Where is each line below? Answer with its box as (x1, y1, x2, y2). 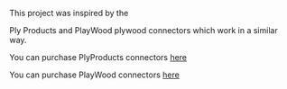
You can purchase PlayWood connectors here (9, 69, 181, 80)
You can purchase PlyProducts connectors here (9, 52, 188, 62)
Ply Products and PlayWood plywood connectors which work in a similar (9, 25, 278, 35)
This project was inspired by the (9, 8, 129, 18)
